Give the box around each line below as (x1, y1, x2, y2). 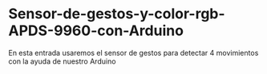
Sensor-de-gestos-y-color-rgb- (8, 5, 226, 23)
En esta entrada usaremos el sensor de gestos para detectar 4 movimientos (8, 48, 259, 57)
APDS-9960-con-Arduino (8, 21, 184, 40)
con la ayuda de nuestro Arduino (8, 56, 116, 66)
